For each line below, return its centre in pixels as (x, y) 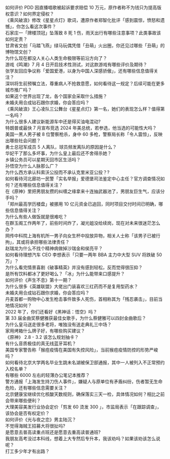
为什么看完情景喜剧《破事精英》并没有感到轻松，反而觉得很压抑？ (74, 267)
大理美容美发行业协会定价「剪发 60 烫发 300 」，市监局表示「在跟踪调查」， (83, 407)
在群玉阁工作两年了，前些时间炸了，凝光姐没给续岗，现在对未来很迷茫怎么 (83, 223)
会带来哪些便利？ (23, 400)
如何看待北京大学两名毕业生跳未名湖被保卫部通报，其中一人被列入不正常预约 (85, 362)
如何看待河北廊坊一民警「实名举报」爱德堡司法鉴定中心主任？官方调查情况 (83, 179)
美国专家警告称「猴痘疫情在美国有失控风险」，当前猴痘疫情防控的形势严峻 (82, 350)
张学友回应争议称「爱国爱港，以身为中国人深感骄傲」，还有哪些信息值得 (79, 71)
